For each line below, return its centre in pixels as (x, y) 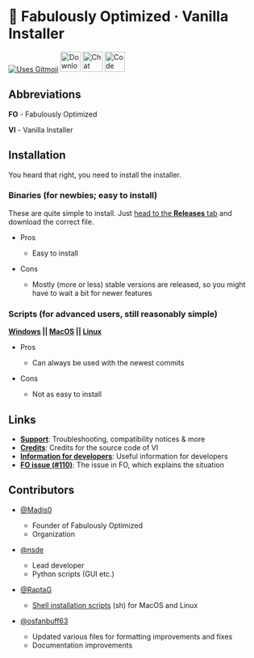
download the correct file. (51, 221)
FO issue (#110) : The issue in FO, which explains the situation (122, 465)
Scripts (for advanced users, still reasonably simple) (113, 314)
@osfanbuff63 (44, 621)
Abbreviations (45, 95)
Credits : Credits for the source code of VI (89, 447)
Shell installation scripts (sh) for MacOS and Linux (115, 605)
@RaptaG (36, 589)
